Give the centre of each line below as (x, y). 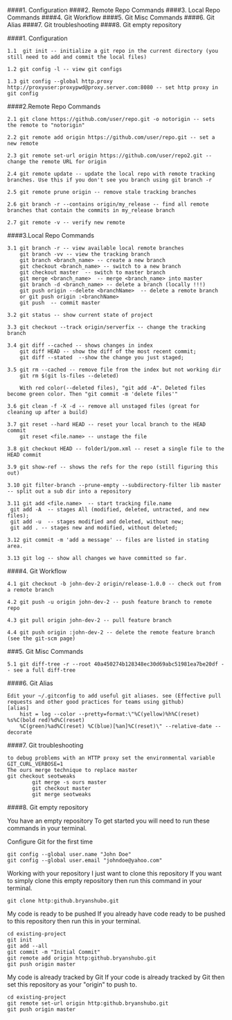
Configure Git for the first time (50, 841)
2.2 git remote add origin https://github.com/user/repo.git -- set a (111, 138)
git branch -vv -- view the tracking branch (85, 254)
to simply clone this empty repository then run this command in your (105, 881)
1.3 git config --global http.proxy (60, 81)
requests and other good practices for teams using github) (96, 702)
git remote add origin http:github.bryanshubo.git (82, 958)
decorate (20, 732)
